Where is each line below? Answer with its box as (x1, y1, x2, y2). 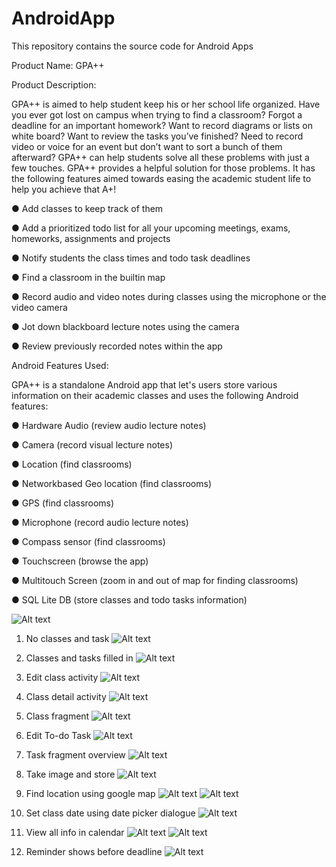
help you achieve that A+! (11, 183, 117, 195)
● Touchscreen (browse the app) (11, 555, 149, 567)
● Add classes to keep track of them (11, 202, 164, 214)
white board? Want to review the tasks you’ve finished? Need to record (11, 130, 304, 142)
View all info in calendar (25, 826, 125, 838)
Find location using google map (25, 787, 156, 799)
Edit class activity (25, 671, 99, 683)
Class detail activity (25, 690, 107, 702)
